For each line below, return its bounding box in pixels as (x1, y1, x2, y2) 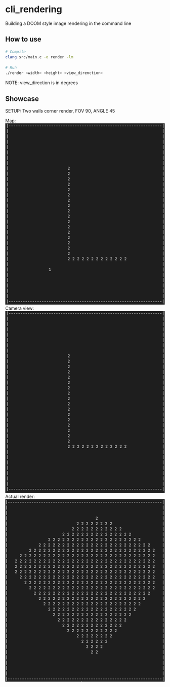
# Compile (5, 49, 26, 54)
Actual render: (5, 493, 35, 500)
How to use (5, 35, 41, 44)
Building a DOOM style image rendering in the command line (5, 20, 132, 26)
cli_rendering (5, 4, 62, 15)
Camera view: (5, 305, 34, 311)
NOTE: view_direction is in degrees (5, 80, 78, 86)
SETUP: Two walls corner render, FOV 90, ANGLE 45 (5, 107, 115, 114)
